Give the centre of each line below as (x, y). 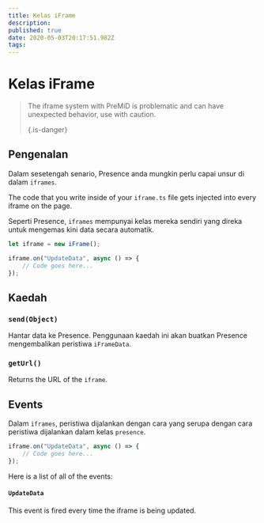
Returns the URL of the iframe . (58, 380)
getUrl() (25, 363)
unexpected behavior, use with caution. (92, 115)
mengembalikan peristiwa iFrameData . (70, 344)
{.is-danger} (47, 130)
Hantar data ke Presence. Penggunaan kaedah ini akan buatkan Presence (128, 335)
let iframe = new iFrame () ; (55, 244)
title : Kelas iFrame (42, 15)
